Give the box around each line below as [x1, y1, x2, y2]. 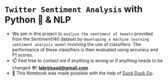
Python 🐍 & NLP [5, 14, 71, 25]
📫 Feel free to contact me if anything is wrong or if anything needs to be [12, 57, 163, 63]
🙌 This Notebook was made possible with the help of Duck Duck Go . [12, 70, 154, 76]
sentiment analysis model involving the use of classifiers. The [12, 41, 141, 47]
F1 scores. [12, 51, 34, 58]
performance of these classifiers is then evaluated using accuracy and [12, 46, 158, 52]
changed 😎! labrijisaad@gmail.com [12, 64, 89, 70]
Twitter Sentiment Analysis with [5, 3, 143, 15]
